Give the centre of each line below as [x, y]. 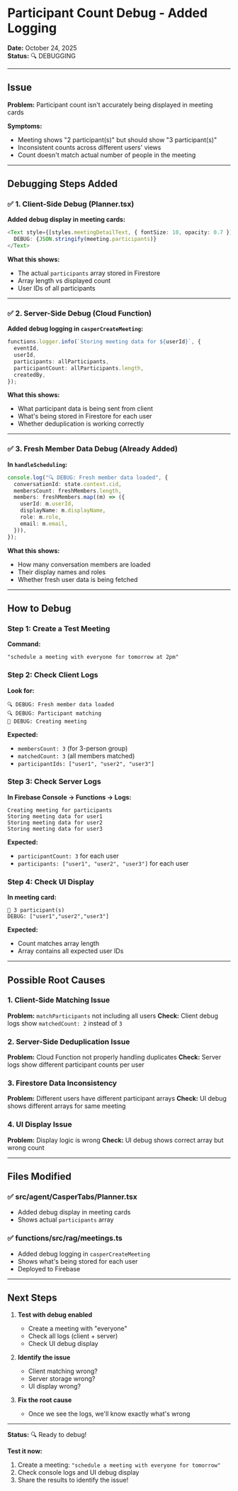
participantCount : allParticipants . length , [79, 368]
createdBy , [30, 375]
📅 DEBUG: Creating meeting [47, 721]
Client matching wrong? [63, 1371]
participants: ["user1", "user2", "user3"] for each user [103, 863]
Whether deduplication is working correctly [81, 424]
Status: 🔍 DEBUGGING [41, 55]
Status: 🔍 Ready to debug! [47, 1435]
